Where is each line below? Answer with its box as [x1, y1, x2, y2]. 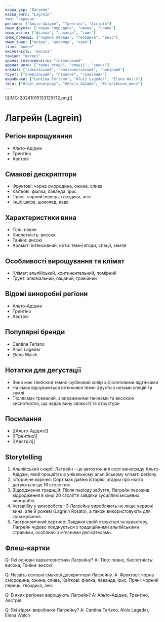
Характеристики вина [5, 213, 77, 222]
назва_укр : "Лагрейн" [5, 7, 50, 12]
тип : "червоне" [5, 16, 37, 21]
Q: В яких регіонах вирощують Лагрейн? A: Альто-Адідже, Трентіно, [5, 592, 150, 598]
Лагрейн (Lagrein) [5, 112, 82, 123]
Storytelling [5, 453, 42, 461]
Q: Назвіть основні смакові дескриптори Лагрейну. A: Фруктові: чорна [5, 572, 154, 578]
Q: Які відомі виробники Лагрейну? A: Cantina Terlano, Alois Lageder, [5, 607, 150, 613]
